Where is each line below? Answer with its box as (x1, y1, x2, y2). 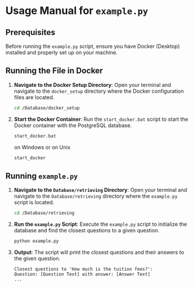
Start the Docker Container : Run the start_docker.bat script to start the (13, 116, 188, 123)
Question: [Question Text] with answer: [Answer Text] (13, 271, 151, 277)
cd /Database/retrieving (13, 210, 75, 216)
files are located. (13, 93, 55, 100)
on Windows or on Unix (13, 143, 71, 150)
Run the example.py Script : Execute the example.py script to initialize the (13, 220, 188, 228)
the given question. (13, 255, 61, 262)
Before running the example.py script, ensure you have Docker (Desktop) (5, 43, 180, 50)
